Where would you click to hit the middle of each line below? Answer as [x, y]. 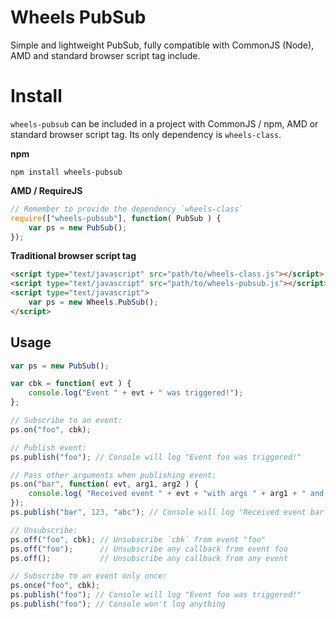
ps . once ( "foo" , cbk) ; [55, 586]
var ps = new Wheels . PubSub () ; [93, 302]
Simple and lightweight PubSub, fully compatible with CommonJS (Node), [162, 45]
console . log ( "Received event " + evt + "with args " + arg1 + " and [176, 494]
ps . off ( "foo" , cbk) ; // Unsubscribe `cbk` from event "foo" [138, 539]
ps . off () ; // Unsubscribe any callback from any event [149, 558]
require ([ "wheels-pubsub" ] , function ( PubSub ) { [116, 218]
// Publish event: [48, 447]
